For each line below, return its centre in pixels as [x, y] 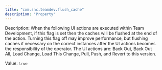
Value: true [16, 63]
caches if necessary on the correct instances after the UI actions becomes [80, 43]
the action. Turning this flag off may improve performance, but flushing [77, 38]
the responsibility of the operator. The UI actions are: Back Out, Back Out [79, 49]
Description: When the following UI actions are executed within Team [75, 28]
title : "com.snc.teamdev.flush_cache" [45, 9]
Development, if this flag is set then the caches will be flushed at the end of [81, 33]
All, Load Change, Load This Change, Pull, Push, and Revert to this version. [81, 53]
